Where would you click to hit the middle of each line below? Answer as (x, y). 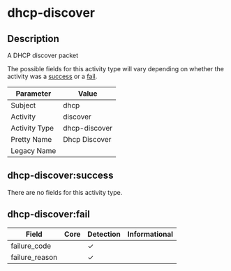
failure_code (31, 246)
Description (33, 39)
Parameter (33, 94)
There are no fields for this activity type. (65, 192)
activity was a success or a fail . (52, 76)
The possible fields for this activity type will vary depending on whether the (116, 69)
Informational (150, 234)
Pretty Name (31, 139)
